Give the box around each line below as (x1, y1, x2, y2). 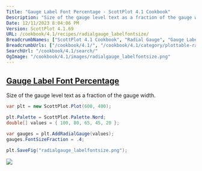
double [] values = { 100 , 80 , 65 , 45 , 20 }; (6, 120, 120, 126)
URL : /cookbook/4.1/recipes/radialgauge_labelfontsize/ (6, 31, 149, 37)
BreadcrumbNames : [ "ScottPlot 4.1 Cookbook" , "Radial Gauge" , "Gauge (6, 37, 185, 43)
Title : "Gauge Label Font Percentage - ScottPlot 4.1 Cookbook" (6, 8, 171, 15)
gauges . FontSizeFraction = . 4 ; (6, 136, 85, 142)
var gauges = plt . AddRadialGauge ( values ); (6, 131, 114, 137)
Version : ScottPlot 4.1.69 (6, 25, 74, 32)
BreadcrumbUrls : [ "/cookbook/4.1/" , (6, 43, 98, 49)
